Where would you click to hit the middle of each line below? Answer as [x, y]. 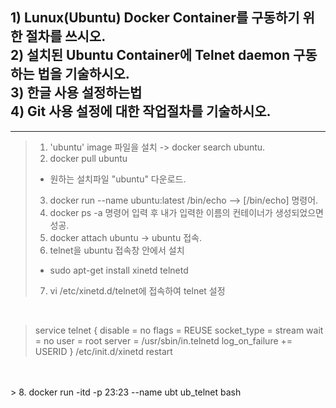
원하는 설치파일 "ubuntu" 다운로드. [118, 179]
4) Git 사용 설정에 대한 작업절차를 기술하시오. [141, 111]
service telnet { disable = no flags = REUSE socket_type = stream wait [179, 330]
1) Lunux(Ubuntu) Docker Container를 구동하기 [155, 18]
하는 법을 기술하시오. [70, 74]
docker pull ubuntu [88, 158]
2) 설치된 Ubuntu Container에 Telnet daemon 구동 [164, 55]
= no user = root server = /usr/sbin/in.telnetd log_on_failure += [163, 340]
